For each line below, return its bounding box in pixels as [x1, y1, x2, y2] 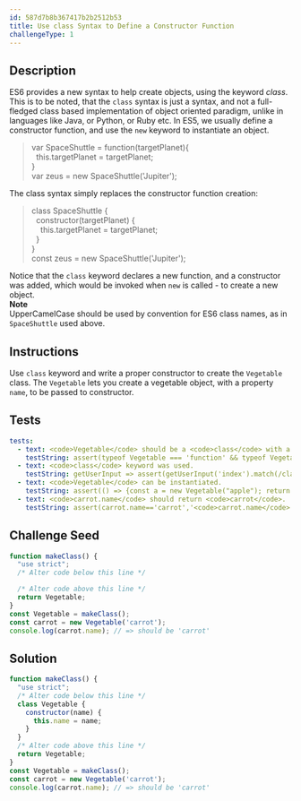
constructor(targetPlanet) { [35, 215, 136, 226]
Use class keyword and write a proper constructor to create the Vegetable [9, 368, 283, 378]
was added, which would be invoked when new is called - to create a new [9, 280, 279, 291]
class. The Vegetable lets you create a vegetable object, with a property [9, 377, 274, 388]
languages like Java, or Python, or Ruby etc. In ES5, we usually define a [9, 116, 273, 126]
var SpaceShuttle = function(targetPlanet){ [30, 142, 190, 153]
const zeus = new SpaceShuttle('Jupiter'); [30, 253, 186, 264]
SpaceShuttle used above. [9, 318, 106, 329]
